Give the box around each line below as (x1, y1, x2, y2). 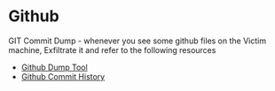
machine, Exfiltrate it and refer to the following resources (8, 44, 216, 55)
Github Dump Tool (20, 62, 88, 72)
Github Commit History (20, 71, 106, 81)
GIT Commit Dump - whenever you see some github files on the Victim (8, 35, 267, 46)
